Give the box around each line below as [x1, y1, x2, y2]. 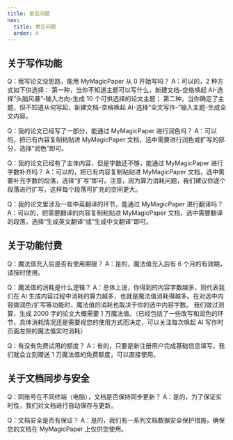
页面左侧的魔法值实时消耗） [7, 326, 87, 335]
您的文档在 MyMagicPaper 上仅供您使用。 [7, 425, 127, 433]
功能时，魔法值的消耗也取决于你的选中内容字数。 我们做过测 [51, 301, 225, 309]
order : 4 [13, 29, 39, 37]
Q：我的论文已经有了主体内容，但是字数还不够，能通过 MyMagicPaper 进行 [7, 159, 224, 167]
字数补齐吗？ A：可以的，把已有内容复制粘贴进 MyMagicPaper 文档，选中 [7, 168, 219, 176]
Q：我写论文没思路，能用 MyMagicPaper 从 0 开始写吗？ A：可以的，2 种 [7, 77, 218, 86]
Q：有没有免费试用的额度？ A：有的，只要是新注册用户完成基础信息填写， [7, 341, 219, 349]
